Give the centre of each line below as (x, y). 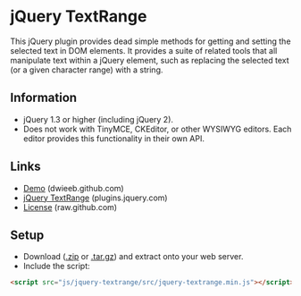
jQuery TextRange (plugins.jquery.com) (95, 198)
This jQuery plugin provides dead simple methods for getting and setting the (150, 41)
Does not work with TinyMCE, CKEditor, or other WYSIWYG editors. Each (157, 129)
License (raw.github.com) (70, 207)
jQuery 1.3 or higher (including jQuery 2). (98, 119)
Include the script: (56, 266)
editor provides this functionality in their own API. (113, 138)
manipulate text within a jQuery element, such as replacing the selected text (150, 60)
